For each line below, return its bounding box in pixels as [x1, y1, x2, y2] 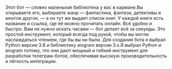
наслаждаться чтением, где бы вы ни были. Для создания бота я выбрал [5, 37, 166, 43]
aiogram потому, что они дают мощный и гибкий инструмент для [5, 48, 148, 53]
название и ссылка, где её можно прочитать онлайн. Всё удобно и [5, 20, 152, 26]
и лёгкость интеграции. [5, 58, 57, 64]
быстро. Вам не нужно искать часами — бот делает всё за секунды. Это [5, 26, 165, 32]
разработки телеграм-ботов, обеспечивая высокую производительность [5, 53, 167, 59]
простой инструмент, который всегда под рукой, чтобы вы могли [5, 31, 149, 37]
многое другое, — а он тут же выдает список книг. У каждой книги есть [5, 15, 164, 21]
